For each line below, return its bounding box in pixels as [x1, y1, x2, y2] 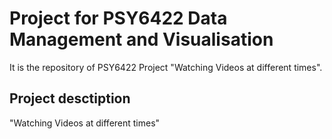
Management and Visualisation [9, 28, 274, 51]
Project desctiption [9, 90, 131, 107]
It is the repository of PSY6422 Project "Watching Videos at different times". [9, 61, 323, 73]
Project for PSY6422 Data [9, 7, 228, 30]
